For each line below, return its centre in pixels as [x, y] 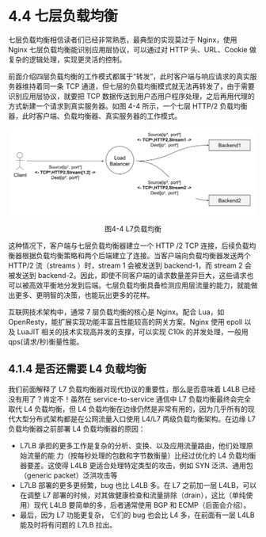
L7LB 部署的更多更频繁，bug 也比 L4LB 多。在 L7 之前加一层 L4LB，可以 [138, 486]
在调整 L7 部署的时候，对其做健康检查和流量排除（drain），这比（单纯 [133, 495]
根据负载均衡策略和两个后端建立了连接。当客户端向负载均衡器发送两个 [136, 255]
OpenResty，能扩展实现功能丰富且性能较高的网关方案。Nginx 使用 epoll [125, 322]
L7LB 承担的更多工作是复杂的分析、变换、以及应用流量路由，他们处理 [133, 446]
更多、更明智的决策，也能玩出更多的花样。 [84, 295]
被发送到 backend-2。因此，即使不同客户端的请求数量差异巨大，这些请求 [127, 275]
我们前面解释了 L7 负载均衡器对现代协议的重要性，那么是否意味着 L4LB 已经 [132, 390]
